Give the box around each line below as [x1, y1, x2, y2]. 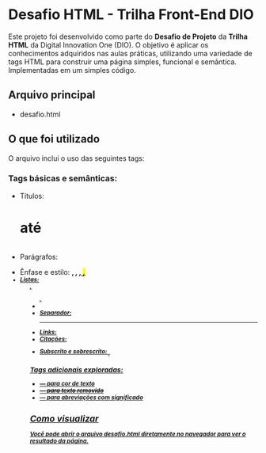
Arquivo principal [8, 89, 96, 102]
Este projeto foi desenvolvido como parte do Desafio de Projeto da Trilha [8, 32, 248, 41]
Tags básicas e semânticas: [8, 173, 117, 184]
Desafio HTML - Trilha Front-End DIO [8, 6, 255, 24]
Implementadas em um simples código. [8, 65, 136, 74]
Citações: [39, 335, 67, 343]
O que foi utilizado [8, 132, 101, 146]
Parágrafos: [19, 252, 59, 261]
